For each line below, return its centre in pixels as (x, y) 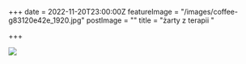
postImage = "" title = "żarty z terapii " (150, 20)
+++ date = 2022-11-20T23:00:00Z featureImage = (94, 12)
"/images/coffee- (210, 12)
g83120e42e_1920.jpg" (47, 20)
